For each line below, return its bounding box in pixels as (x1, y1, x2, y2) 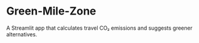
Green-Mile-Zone (6, 4, 96, 18)
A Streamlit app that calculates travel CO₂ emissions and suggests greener (6, 24, 193, 31)
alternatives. (6, 30, 38, 38)
